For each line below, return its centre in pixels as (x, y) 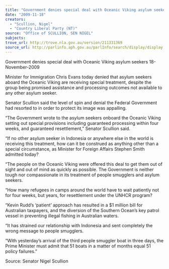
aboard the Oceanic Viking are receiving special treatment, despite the (78, 82)
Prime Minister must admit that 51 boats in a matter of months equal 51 (78, 246)
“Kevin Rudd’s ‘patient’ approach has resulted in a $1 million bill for (74, 205)
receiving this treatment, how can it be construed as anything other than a (82, 144)
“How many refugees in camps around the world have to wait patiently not (82, 190)
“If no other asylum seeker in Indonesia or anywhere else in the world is (79, 138)
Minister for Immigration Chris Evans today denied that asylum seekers (78, 77)
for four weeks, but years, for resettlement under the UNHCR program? (79, 195)
